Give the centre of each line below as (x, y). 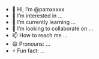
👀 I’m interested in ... (37, 16)
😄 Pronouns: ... (31, 44)
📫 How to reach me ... (40, 35)
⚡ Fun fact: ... (28, 51)
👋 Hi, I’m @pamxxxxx (38, 9)
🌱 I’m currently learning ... (44, 22)
